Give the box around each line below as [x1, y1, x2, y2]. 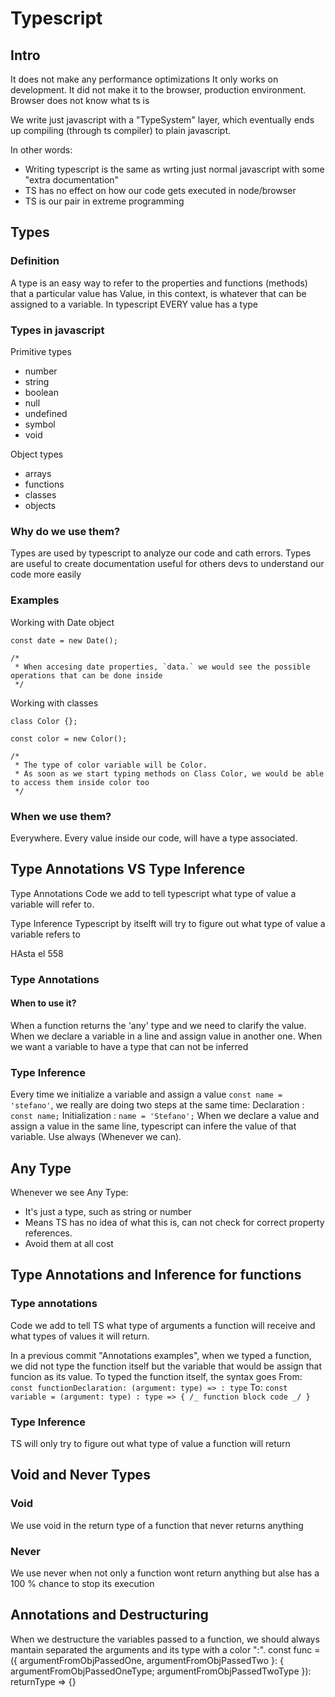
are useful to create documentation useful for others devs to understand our [10, 558, 325, 570]
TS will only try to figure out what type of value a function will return [10, 1437, 291, 1449]
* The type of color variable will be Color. [14, 760, 208, 770]
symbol [24, 418, 56, 430]
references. [24, 1227, 73, 1239]
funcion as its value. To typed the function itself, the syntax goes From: [10, 1370, 303, 1382]
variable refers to [10, 928, 81, 940]
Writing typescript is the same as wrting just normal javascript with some [24, 163, 325, 175]
